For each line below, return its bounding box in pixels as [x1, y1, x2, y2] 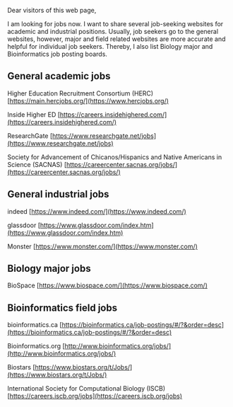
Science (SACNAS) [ [7, 160, 67, 168]
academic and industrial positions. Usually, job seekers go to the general [7, 28, 219, 35]
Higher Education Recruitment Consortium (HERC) [7, 88, 154, 98]
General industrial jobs [7, 188, 109, 200]
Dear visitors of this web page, [7, 6, 97, 14]
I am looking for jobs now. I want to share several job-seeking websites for [7, 20, 224, 28]
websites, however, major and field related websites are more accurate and [7, 35, 226, 43]
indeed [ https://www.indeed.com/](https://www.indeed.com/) [7, 207, 187, 215]
